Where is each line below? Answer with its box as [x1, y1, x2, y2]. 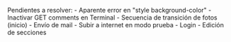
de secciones [7, 28, 47, 36]
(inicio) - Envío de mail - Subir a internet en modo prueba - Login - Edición [7, 21, 225, 29]
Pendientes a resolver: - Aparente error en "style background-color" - [7, 6, 212, 14]
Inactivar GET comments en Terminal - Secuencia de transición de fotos [7, 13, 218, 22]
